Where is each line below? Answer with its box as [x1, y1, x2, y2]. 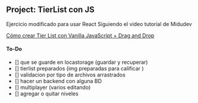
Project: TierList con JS [6, 5, 95, 15]
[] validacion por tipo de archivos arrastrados [14, 71, 126, 79]
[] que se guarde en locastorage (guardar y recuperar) [14, 59, 148, 66]
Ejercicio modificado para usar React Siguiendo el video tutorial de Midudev [6, 20, 192, 27]
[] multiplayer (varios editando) [14, 84, 91, 91]
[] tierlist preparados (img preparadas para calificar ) [14, 65, 144, 72]
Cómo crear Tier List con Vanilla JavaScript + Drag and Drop [6, 32, 155, 39]
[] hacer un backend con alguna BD [14, 78, 102, 85]
